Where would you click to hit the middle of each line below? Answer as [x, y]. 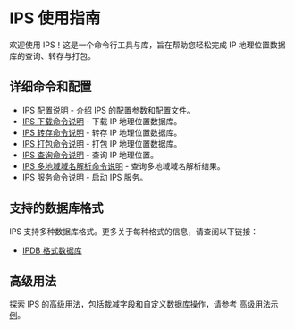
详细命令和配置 [51, 87]
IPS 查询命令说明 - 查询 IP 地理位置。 [90, 155]
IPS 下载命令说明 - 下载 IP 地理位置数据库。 [102, 121]
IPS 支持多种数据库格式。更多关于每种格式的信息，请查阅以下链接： [134, 231]
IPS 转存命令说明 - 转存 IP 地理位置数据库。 [102, 132]
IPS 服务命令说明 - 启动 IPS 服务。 [85, 177]
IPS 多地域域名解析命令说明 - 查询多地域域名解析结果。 [123, 165]
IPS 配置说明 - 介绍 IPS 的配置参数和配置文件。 [108, 110]
